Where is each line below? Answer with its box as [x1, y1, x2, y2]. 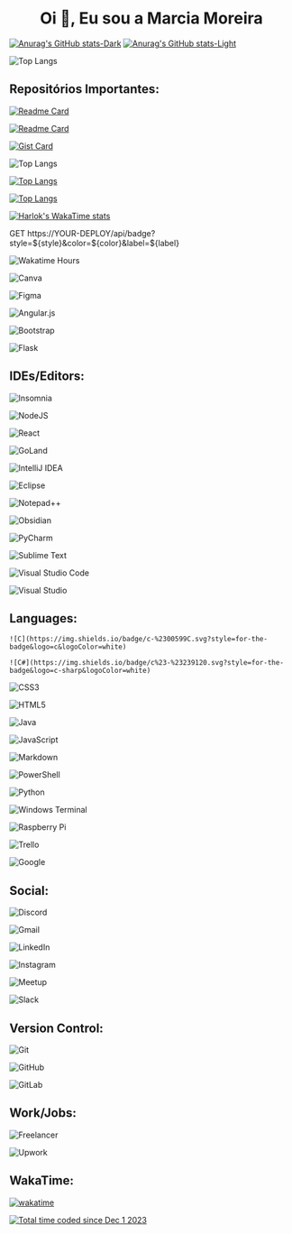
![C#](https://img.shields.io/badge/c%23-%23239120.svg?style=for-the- [9, 658, 284, 668]
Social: [9, 883, 50, 898]
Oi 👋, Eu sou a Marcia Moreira [40, 8, 263, 29]
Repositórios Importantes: [9, 81, 160, 97]
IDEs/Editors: [9, 369, 86, 384]
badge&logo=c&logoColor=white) [9, 642, 127, 652]
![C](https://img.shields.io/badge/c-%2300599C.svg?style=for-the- [9, 635, 269, 644]
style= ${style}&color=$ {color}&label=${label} [9, 237, 180, 248]
